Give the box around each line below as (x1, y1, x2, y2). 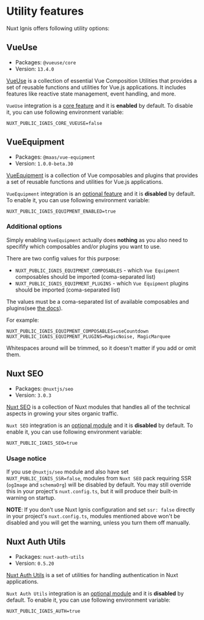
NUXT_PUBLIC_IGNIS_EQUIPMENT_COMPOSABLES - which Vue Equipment (15, 267, 180, 274)
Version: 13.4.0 (15, 65, 54, 72)
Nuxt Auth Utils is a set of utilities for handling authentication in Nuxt (6, 571, 178, 578)
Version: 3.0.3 (15, 391, 52, 399)
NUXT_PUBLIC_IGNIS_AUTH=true (6, 608, 81, 614)
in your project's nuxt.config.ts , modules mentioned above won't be (6, 512, 180, 520)
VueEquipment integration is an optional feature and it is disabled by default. (6, 190, 195, 197)
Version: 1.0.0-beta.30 (15, 159, 73, 167)
